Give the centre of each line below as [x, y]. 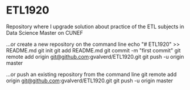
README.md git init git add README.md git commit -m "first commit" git [93, 50]
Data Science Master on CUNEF [45, 32]
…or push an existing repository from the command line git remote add [91, 74]
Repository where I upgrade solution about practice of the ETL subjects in [95, 26]
